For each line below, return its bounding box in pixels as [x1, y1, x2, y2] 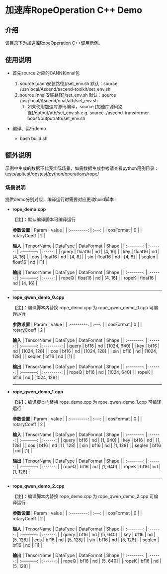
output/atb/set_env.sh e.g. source [34, 110, 104, 116]
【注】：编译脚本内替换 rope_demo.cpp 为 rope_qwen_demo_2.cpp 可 [12, 493, 154, 499]
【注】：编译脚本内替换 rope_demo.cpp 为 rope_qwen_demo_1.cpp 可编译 [12, 399, 162, 405]
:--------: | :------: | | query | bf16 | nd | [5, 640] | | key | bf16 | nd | [19, 531, 156, 537]
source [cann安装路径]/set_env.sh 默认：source [19, 80, 118, 86]
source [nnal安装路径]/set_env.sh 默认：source [19, 92, 116, 98]
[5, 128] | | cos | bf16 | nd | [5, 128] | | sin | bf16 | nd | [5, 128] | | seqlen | [12, 537, 159, 543]
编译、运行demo [12, 125, 46, 132]
